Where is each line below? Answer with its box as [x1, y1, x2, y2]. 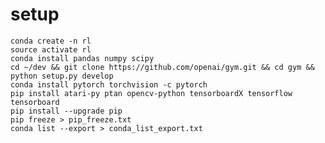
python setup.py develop [10, 71, 114, 81]
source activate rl [10, 44, 92, 55]
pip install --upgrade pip [10, 106, 123, 116]
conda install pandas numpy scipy [10, 53, 155, 63]
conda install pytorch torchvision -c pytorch [10, 79, 208, 90]
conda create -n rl [10, 36, 92, 46]
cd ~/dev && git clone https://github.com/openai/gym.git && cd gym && [10, 62, 315, 72]
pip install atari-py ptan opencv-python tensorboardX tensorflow [10, 88, 293, 98]
